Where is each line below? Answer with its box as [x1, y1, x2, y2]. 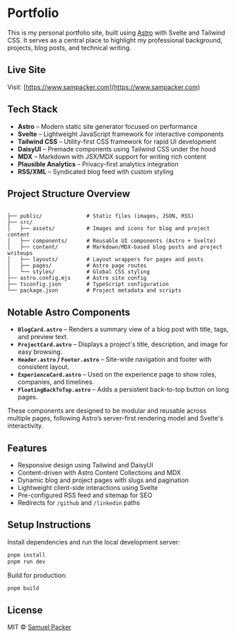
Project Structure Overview [7, 188, 131, 200]
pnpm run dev [7, 558, 46, 565]
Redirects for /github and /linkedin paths [17, 499, 140, 507]
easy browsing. [17, 348, 63, 356]
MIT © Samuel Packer [7, 623, 72, 632]
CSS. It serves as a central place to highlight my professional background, [7, 35, 223, 44]
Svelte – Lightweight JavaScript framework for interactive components [17, 130, 224, 138]
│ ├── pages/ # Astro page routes [7, 262, 147, 270]
